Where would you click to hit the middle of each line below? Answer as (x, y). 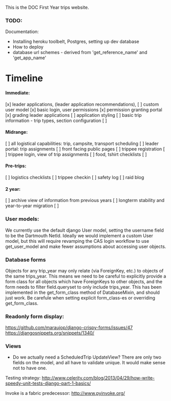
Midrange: (17, 132)
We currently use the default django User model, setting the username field (85, 230)
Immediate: (18, 93)
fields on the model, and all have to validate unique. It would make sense (89, 363)
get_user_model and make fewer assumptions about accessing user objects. (86, 246)
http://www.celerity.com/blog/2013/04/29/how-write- (98, 378)
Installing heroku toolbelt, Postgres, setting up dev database (76, 42)
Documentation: (22, 32)
